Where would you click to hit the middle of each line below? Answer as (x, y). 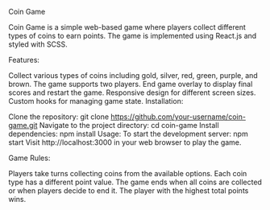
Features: (24, 60)
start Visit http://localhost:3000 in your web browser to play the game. (125, 142)
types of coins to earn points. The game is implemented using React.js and (133, 36)
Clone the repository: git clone (59, 117)
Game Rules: (29, 158)
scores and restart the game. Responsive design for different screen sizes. (132, 93)
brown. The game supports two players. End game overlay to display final (131, 84)
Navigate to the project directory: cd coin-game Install (129, 125)
